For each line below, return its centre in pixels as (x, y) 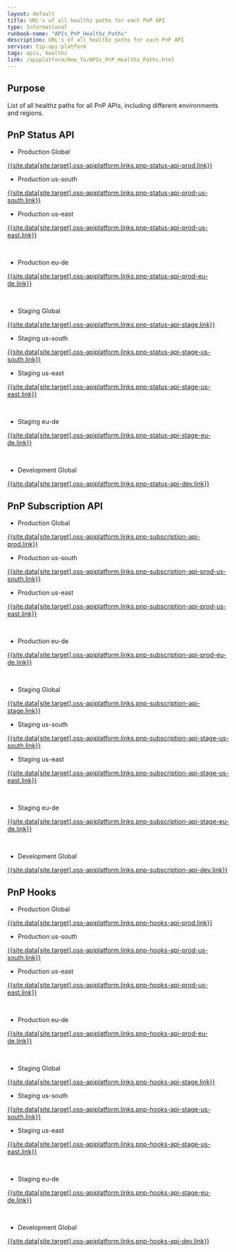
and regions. (25, 113)
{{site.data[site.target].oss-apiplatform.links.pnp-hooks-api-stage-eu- (109, 1192)
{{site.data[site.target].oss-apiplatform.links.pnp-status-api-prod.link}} (110, 166)
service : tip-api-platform (47, 47)
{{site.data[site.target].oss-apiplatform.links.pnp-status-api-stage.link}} (111, 324)
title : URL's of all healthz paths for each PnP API (86, 20)
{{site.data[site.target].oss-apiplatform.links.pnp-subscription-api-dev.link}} (118, 870)
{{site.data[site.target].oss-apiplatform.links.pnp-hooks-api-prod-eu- (108, 1033)
